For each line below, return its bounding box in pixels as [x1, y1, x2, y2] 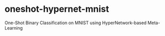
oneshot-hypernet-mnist [4, 3, 109, 15]
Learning [4, 25, 23, 31]
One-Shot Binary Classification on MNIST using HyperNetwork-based [4, 20, 147, 26]
